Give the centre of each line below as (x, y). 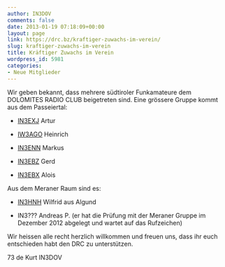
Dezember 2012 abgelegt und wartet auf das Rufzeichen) (100, 223)
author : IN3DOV (29, 14)
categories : (24, 66)
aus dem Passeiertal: (37, 107)
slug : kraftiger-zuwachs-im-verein (59, 46)
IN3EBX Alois (36, 175)
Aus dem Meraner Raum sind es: (54, 188)
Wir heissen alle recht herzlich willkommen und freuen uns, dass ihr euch (112, 236)
